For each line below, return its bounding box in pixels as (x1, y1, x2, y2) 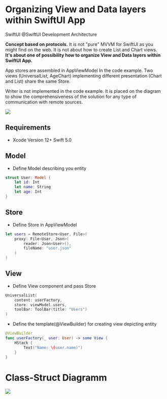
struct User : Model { (5, 175, 51, 180)
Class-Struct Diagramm (5, 371, 107, 383)
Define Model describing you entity (12, 165, 87, 171)
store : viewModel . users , (14, 302, 67, 307)
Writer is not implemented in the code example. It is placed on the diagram (5, 88, 161, 94)
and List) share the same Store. (5, 78, 71, 84)
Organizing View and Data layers (5, 4, 146, 15)
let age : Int (14, 189, 42, 194)
